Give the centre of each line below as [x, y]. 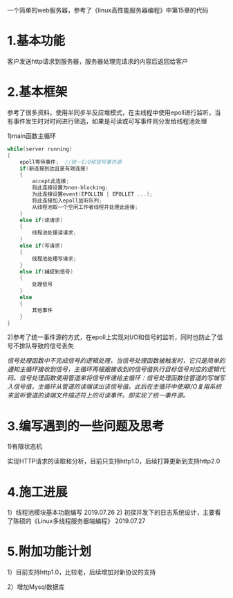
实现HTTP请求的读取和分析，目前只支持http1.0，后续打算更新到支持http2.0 [114, 461]
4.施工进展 [37, 492]
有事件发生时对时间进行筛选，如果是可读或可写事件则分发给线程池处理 [107, 121]
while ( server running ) [40, 149]
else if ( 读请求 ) [41, 220]
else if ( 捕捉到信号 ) [47, 272]
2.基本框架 [37, 92]
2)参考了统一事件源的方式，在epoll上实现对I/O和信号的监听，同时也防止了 [112, 337]
